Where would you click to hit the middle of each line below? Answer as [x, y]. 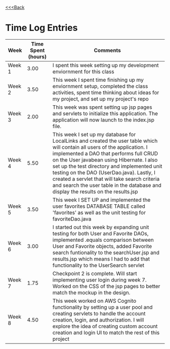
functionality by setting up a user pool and [102, 307]
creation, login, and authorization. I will [98, 320]
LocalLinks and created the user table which [105, 141]
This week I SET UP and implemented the [101, 200]
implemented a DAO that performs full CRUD [105, 153]
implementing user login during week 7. [99, 280]
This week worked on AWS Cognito [94, 301]
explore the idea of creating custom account [105, 326]
